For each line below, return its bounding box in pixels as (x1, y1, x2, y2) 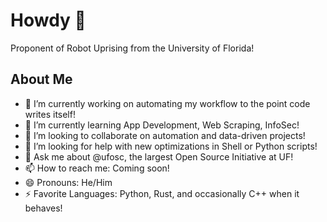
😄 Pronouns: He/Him (24, 176, 113, 188)
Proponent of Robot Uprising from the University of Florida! (10, 42, 255, 54)
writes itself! (24, 108, 76, 120)
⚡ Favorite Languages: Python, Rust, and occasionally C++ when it (24, 187, 300, 199)
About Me (10, 71, 73, 88)
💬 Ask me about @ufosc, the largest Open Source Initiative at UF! (24, 150, 294, 163)
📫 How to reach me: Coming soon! (24, 162, 170, 174)
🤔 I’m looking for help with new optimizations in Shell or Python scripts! (24, 140, 318, 152)
